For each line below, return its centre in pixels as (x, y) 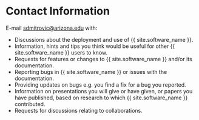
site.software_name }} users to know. (61, 52)
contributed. (30, 104)
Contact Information (58, 11)
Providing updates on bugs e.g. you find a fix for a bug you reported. (100, 85)
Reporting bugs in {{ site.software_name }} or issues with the (91, 72)
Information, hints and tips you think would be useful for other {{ (95, 46)
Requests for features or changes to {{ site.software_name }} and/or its (103, 59)
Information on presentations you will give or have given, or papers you (103, 91)
